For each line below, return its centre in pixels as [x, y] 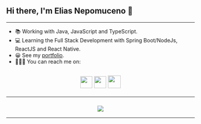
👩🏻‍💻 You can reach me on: [48, 61]
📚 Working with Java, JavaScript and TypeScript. [76, 31]
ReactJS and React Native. [48, 49]
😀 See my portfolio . [39, 55]
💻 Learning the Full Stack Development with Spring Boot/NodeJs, [96, 40]
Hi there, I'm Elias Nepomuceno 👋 [70, 11]
